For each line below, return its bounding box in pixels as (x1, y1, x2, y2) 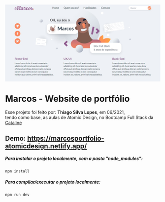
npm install (5, 168, 30, 174)
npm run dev (5, 192, 30, 197)
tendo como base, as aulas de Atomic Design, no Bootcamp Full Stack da (5, 115, 154, 121)
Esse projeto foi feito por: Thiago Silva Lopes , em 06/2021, (5, 109, 125, 115)
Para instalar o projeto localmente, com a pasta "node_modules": (5, 156, 143, 162)
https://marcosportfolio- (27, 134, 104, 142)
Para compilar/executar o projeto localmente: (5, 179, 101, 185)
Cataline (5, 120, 22, 126)
